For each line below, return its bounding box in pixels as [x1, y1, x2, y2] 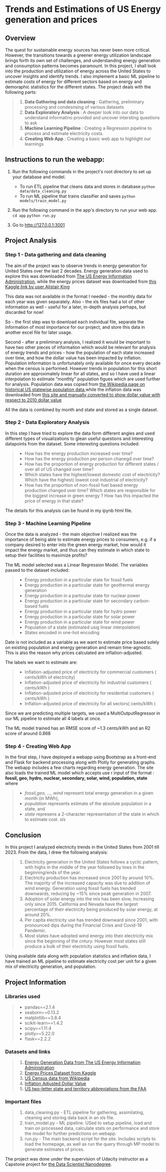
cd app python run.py [12, 213, 56, 218]
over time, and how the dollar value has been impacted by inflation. [5, 355, 142, 361]
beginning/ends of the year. [24, 870, 82, 876]
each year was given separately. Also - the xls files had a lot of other [5, 298, 145, 304]
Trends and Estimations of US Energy [5, 3, 161, 15]
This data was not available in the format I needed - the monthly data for [5, 293, 152, 299]
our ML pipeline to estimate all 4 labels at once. [5, 716, 101, 722]
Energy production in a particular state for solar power [24, 614, 135, 620]
